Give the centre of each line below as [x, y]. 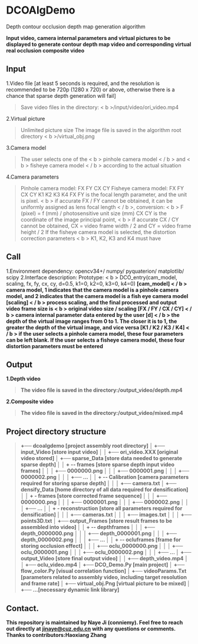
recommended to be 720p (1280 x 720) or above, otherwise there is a [90, 90]
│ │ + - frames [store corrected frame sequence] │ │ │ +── [94, 496]
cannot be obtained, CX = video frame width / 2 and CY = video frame [106, 226]
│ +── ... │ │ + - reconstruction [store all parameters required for [101, 508]
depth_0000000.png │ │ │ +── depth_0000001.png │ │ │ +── [99, 533]
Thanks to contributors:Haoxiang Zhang [57, 635]
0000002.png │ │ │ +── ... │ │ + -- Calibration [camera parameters [105, 477]
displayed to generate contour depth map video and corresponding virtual [99, 44]
